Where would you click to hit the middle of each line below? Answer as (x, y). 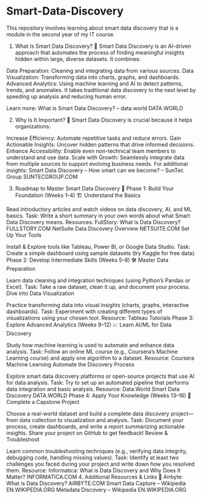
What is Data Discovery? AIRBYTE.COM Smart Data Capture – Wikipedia (96, 483)
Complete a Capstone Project (43, 402)
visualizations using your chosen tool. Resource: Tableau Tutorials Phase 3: (100, 318)
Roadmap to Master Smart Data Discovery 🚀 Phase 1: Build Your (94, 188)
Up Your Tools (24, 235)
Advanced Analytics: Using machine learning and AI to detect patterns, (95, 84)
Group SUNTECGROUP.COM (42, 176)
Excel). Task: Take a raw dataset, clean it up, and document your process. (98, 286)
